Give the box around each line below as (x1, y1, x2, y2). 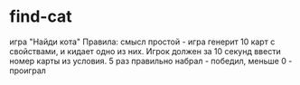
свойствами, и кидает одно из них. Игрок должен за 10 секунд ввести (9, 45, 282, 56)
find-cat (9, 6, 72, 27)
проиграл (9, 65, 47, 76)
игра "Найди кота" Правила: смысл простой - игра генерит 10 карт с (9, 36, 276, 47)
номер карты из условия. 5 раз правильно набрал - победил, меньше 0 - (9, 55, 293, 66)
